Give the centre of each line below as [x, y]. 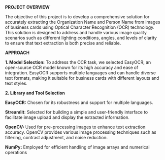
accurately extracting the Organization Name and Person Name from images [83, 22]
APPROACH [17, 53]
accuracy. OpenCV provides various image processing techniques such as [81, 132]
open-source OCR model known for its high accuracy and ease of [72, 67]
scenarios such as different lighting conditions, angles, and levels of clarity [81, 38]
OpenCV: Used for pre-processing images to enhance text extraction [75, 127]
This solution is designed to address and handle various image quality [76, 32]
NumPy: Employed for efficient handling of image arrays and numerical [77, 147]
